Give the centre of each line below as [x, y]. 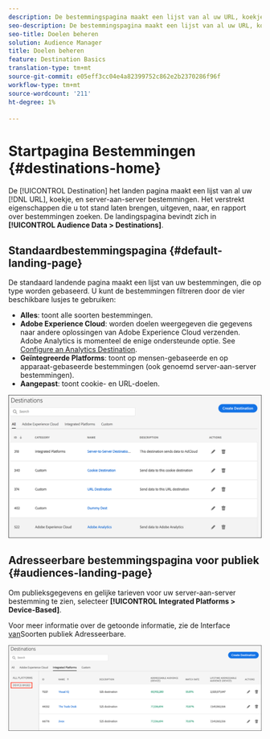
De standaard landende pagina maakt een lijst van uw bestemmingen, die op [135, 282]
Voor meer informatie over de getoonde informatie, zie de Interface [119, 625]
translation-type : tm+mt [50, 69]
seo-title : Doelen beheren [53, 34]
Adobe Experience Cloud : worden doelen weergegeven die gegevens [136, 324]
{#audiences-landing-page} [80, 573]
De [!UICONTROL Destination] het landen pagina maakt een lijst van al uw [130, 191]
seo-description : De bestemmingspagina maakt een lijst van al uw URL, [131, 25]
